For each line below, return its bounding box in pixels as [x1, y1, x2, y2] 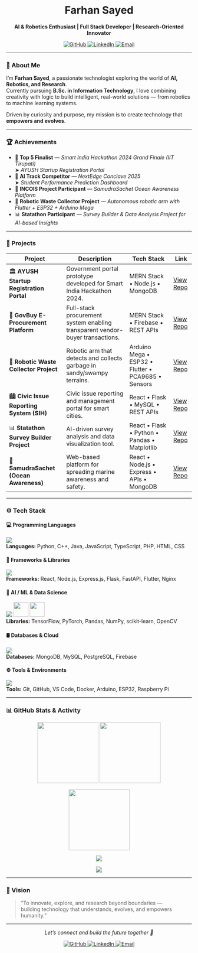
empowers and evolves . [6, 118, 66, 125]
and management [66, 396, 115, 405]
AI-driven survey [66, 425, 114, 433]
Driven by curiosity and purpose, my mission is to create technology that [6, 111, 183, 118]
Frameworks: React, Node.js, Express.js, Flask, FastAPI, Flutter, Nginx [6, 575, 177, 583]
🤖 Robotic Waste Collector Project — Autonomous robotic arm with [14, 197, 180, 204]
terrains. [66, 376, 90, 384]
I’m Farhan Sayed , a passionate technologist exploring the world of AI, [6, 74, 178, 82]
